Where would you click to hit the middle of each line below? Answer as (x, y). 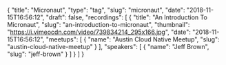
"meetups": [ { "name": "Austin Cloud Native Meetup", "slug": (133, 39)
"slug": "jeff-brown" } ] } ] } (46, 54)
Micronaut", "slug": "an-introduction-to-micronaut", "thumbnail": (99, 25)
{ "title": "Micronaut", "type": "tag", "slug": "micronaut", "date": (96, 10)
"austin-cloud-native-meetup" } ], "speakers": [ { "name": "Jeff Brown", (108, 47)
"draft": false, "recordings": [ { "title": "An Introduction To (127, 17)
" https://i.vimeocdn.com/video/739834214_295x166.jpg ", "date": (99, 32)
